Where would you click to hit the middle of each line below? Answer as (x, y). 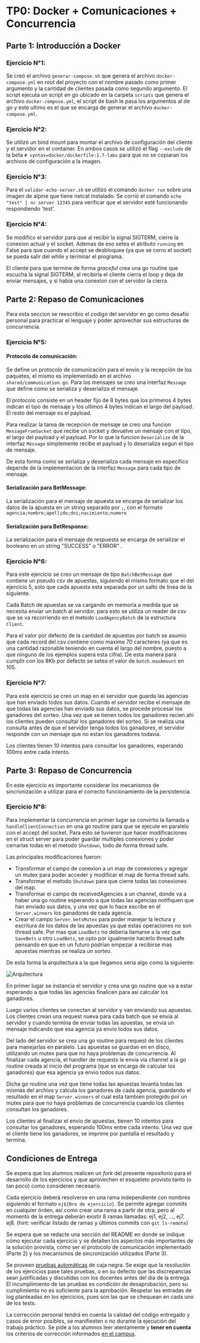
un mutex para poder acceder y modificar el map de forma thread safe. (102, 875)
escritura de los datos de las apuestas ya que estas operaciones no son (103, 925)
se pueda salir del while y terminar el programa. (65, 256)
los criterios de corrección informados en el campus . (71, 1333)
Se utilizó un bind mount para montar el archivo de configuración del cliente (99, 142)
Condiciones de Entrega (52, 1159)
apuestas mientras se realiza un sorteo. (63, 950)
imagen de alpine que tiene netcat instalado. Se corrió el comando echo (94, 196)
